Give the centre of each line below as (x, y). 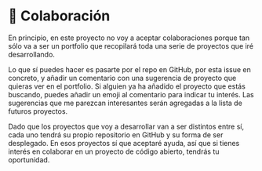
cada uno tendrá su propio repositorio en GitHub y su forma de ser (116, 135)
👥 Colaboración (59, 16)
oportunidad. (29, 159)
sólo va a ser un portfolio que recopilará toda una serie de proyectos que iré (131, 45)
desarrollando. (31, 54)
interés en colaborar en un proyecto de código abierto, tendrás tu (114, 151)
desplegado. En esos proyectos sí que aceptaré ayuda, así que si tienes (124, 143)
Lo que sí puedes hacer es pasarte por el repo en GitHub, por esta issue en (129, 69)
